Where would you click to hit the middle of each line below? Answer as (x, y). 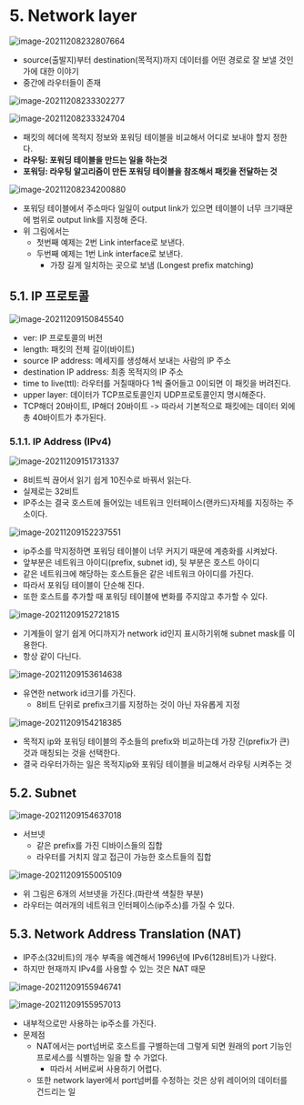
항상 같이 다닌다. (52, 657)
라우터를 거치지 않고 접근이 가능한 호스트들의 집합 (124, 857)
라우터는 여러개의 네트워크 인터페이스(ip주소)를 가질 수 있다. (128, 905)
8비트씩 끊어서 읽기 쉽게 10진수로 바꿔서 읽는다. (107, 480)
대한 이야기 (59, 71)
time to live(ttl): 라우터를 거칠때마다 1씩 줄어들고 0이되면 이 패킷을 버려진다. (157, 383)
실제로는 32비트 (51, 491)
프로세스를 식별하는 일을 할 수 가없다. (102, 1057)
